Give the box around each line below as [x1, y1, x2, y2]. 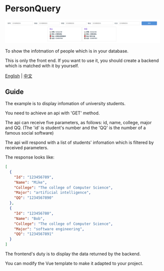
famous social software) [5, 130, 54, 136]
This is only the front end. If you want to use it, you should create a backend [5, 57, 159, 64]
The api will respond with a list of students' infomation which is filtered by [5, 139, 154, 145]
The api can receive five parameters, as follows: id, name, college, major [5, 120, 152, 126]
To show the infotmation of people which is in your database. [5, 48, 129, 54]
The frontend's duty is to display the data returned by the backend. [5, 251, 141, 257]
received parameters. [5, 145, 49, 151]
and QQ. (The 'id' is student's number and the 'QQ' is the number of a [5, 125, 146, 131]
